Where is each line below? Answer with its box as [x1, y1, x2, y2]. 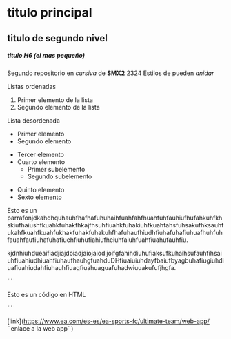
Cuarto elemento [17, 157, 66, 166]
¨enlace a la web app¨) [7, 324, 74, 332]
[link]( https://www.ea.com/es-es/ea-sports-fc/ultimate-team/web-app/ [7, 317, 210, 325]
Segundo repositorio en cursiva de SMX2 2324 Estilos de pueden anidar [7, 69, 214, 77]
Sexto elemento [17, 193, 62, 201]
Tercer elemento [17, 150, 64, 158]
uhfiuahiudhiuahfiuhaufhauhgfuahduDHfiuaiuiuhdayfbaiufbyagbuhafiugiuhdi [7, 256, 224, 265]
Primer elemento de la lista [17, 95, 93, 104]
